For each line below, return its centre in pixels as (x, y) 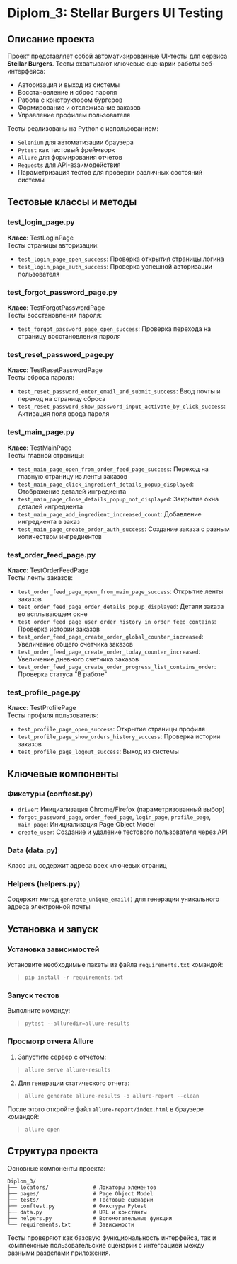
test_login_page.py (41, 222)
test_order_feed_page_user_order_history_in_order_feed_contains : (117, 621)
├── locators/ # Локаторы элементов (82, 1187)
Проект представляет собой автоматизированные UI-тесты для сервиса (117, 56)
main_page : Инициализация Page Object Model (86, 824)
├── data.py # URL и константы (77, 1212)
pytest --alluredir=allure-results (77, 1024)
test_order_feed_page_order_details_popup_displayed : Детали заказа (121, 606)
